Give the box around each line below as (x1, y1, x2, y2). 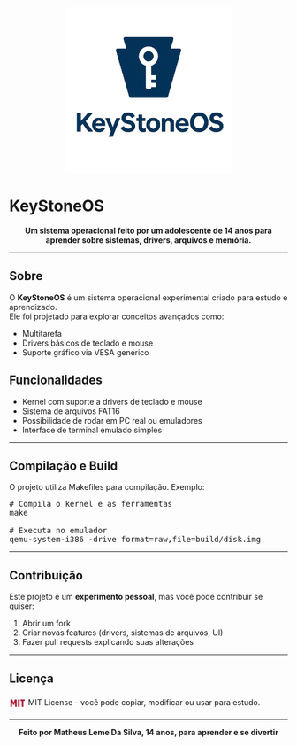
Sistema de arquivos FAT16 (21, 406, 121, 416)
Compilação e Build (9, 458, 118, 473)
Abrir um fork (21, 618, 71, 629)
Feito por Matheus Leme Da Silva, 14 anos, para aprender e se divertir (19, 727, 278, 737)
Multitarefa (21, 328, 62, 338)
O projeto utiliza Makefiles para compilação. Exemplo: (9, 482, 205, 493)
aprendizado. (9, 301, 57, 312)
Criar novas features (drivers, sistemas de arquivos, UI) (21, 627, 224, 638)
